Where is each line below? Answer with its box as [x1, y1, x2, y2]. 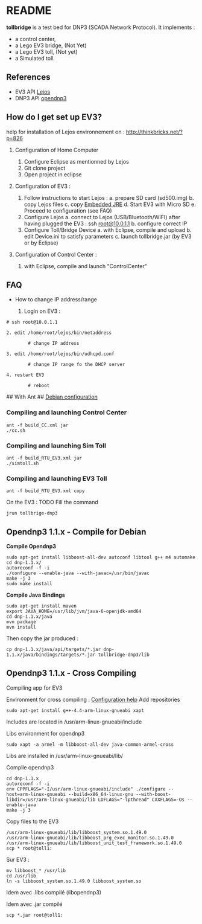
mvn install [6, 624, 36, 630]
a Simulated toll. [14, 54, 55, 62]
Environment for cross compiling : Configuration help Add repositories [6, 696, 180, 703]
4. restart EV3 [6, 372, 45, 378]
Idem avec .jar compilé [6, 900, 63, 908]
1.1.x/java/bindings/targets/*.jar [6, 652, 96, 658]
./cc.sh [6, 427, 26, 434]
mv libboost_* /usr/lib [6, 867, 66, 873]
